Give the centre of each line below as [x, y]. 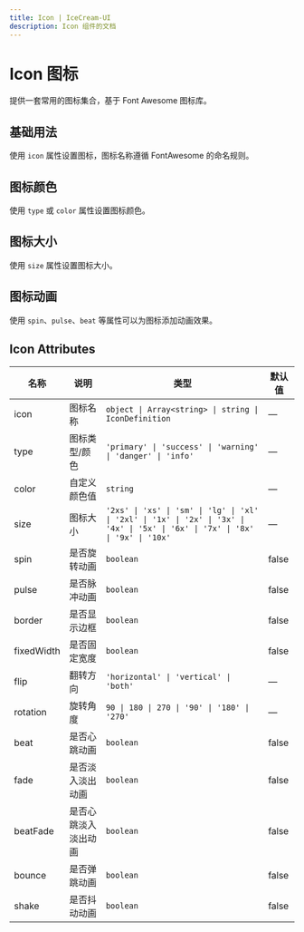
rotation [30, 712]
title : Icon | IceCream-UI [60, 18]
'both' [119, 686]
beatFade [34, 830]
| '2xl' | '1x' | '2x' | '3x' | [175, 519]
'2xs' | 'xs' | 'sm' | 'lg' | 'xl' [182, 510]
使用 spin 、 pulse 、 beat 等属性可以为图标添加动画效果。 [113, 320]
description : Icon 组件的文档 [63, 26]
